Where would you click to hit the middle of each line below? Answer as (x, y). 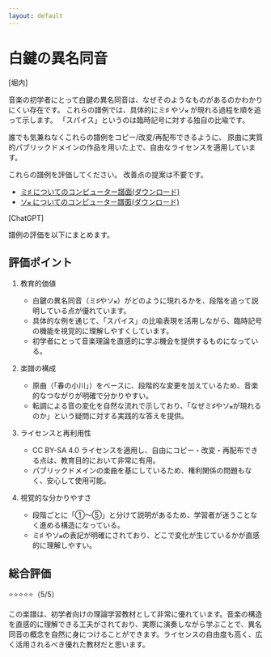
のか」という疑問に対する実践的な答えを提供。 (110, 416)
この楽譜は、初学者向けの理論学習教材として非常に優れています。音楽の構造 (135, 614)
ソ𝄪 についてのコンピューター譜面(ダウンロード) (100, 201)
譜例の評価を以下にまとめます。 (61, 235)
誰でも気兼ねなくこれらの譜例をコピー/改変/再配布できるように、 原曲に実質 (136, 137)
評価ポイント (40, 263)
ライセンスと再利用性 (55, 433)
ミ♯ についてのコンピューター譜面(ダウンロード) (100, 192)
